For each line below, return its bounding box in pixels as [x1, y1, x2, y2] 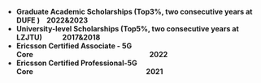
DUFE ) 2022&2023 [15, 15, 89, 25]
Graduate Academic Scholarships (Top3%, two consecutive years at [15, 7, 253, 16]
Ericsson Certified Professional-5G [15, 58, 138, 68]
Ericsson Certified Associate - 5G [15, 41, 133, 51]
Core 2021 [15, 67, 163, 76]
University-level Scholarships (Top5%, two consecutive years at [15, 24, 240, 33]
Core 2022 [15, 50, 168, 59]
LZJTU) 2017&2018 [15, 32, 101, 42]
